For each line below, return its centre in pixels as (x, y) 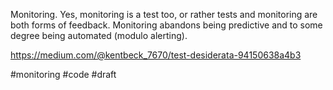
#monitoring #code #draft (63, 74)
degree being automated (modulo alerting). (99, 35)
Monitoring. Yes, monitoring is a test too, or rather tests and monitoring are (164, 14)
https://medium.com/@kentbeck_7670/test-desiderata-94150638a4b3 (156, 55)
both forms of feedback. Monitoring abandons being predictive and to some (166, 25)
